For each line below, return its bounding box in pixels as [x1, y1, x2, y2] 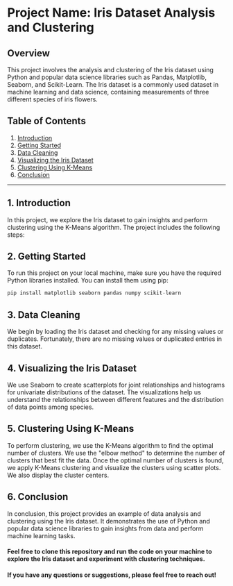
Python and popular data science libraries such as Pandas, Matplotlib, [7, 73, 207, 81]
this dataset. [7, 342, 43, 351]
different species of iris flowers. [7, 95, 98, 103]
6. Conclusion [7, 491, 69, 503]
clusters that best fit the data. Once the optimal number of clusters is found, [7, 456, 224, 464]
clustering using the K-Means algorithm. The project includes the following [7, 223, 221, 231]
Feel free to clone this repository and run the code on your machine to [7, 547, 213, 556]
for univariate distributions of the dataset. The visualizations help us [7, 387, 201, 396]
